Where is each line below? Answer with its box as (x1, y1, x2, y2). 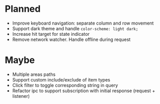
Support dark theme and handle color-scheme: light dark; (12, 25, 138, 31)
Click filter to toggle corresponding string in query (12, 82, 118, 88)
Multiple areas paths (12, 71, 56, 77)
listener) (12, 93, 30, 99)
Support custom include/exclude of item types (12, 76, 111, 82)
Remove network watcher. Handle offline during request (12, 36, 131, 43)
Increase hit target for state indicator (12, 31, 90, 37)
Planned (5, 3, 41, 15)
